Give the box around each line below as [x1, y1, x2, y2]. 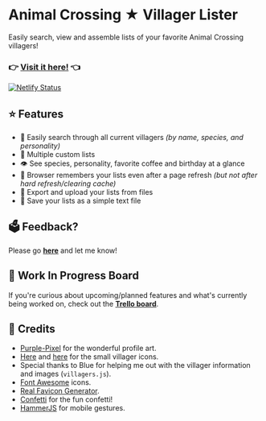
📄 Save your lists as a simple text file [19, 196, 141, 206]
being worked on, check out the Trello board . [8, 299, 159, 308]
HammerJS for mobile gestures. [19, 403, 126, 413]
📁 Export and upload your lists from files [19, 188, 153, 197]
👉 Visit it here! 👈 [8, 61, 81, 72]
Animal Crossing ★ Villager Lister [8, 6, 239, 24]
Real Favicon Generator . [19, 386, 100, 396]
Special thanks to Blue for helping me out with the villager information [19, 361, 251, 370]
